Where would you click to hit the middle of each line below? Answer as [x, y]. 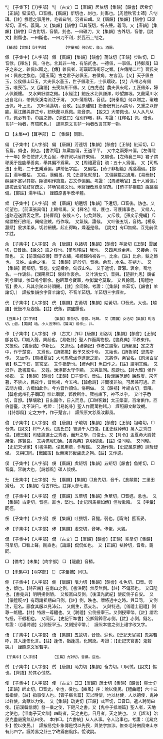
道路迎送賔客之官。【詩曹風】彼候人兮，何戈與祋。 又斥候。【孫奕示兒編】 [78, 215]
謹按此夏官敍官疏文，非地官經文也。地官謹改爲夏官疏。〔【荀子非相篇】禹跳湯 [81, 187]
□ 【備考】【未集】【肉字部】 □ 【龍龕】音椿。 [51, 561]
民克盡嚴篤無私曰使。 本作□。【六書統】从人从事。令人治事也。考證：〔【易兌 [81, 719]
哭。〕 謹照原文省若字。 [28, 647]
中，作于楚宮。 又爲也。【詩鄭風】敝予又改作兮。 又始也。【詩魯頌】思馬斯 [79, 352]
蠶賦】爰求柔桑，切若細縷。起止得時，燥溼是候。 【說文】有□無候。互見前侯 [81, 227]
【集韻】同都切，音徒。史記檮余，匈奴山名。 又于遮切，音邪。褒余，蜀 [76, 268]
